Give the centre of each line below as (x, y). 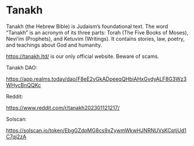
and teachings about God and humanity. (54, 45)
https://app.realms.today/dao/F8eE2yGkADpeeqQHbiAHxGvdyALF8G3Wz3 (96, 79)
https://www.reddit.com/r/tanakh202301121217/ (63, 107)
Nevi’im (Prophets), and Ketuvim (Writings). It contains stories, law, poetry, (96, 39)
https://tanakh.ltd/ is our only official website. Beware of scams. (82, 56)
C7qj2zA (16, 136)
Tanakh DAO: (22, 67)
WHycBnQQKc (24, 85)
